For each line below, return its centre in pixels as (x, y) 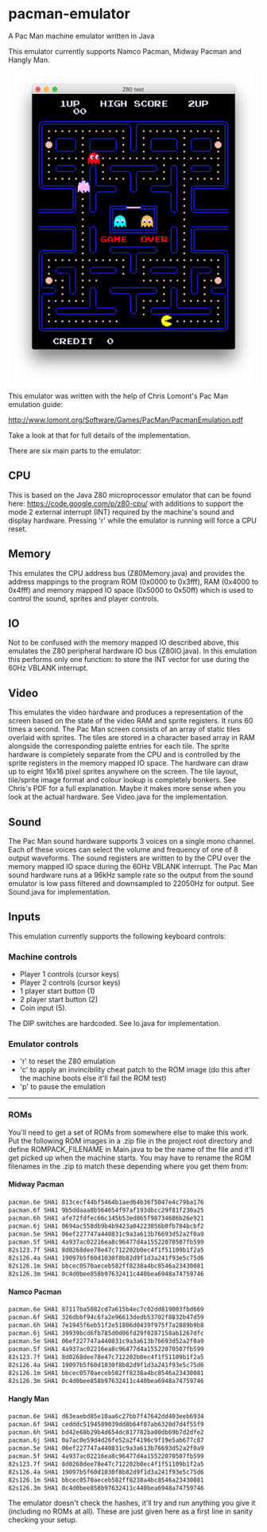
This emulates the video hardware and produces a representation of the (126, 712)
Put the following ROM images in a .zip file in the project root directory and (130, 1141)
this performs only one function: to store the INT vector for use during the (129, 660)
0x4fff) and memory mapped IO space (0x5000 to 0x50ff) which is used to (131, 590)
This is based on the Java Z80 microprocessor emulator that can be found (130, 495)
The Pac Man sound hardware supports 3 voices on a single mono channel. (132, 841)
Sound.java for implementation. (60, 892)
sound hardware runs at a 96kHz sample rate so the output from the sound (131, 875)
